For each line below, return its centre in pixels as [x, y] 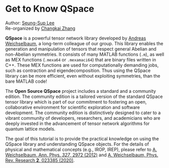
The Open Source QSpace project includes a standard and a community [81, 91]
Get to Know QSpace [50, 9]
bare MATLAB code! [26, 81]
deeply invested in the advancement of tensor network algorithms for [78, 123]
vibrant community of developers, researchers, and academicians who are [83, 118]
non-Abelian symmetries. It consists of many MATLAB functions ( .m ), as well [85, 54]
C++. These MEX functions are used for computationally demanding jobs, [82, 65]
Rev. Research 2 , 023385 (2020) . [40, 160]
